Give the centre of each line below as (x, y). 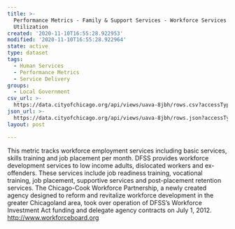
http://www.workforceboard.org (53, 217)
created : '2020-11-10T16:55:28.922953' (65, 33)
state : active (28, 46)
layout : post (26, 124)
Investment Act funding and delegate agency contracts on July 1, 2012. (109, 210)
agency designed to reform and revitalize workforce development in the (111, 195)
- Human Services (39, 66)
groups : (19, 85)
